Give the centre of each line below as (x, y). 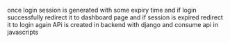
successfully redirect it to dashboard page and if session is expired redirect (115, 17)
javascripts (23, 32)
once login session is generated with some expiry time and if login (102, 10)
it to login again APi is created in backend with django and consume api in (113, 25)
